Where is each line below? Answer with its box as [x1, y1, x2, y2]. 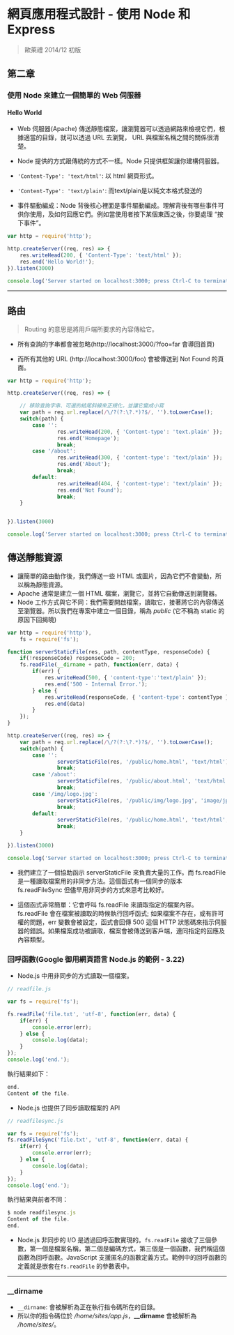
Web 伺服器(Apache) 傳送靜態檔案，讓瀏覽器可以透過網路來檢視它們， [17, 125, 219, 133]
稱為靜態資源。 [23, 580, 67, 589]
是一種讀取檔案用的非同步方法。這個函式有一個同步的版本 [17, 877, 182, 885]
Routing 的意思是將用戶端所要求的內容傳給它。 [24, 325, 159, 333]
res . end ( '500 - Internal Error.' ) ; [44, 681, 148, 688]
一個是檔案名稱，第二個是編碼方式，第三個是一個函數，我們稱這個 [36, 1244, 225, 1253]
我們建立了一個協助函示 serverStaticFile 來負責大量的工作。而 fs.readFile [17, 868, 226, 876]
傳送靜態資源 [7, 552, 63, 564]
